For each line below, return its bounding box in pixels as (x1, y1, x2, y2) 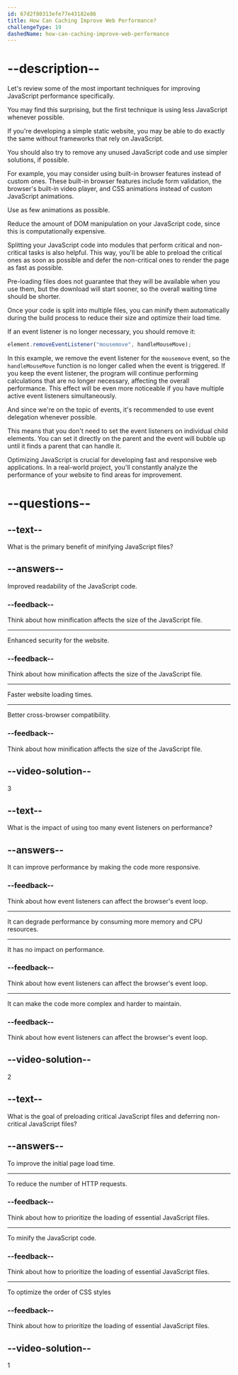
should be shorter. (7, 292, 61, 301)
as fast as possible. (7, 263, 64, 272)
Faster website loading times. (7, 690, 93, 699)
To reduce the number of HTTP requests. (7, 1179, 127, 1188)
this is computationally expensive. (7, 227, 106, 236)
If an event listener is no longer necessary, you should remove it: (7, 327, 196, 336)
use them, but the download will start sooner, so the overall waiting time (7, 285, 217, 293)
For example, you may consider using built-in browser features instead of (7, 170, 222, 178)
